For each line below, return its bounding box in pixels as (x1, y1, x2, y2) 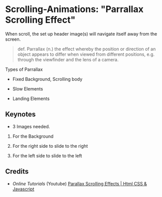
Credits (5, 167, 29, 176)
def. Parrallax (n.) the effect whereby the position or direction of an (17, 46, 156, 52)
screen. (5, 36, 21, 42)
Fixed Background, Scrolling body (12, 76, 83, 82)
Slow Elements (12, 85, 44, 91)
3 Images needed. (12, 123, 50, 129)
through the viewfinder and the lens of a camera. (17, 56, 119, 62)
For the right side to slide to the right (12, 143, 88, 149)
